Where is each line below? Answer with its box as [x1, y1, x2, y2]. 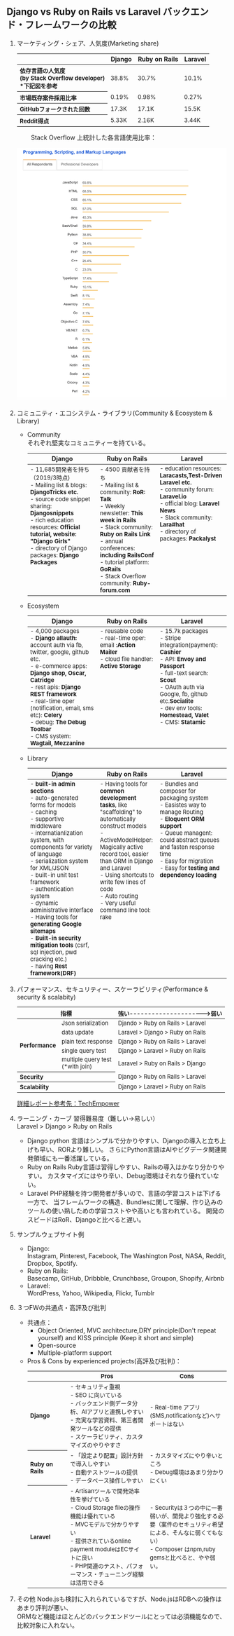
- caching [30, 808, 57, 816]
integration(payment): [159, 641, 218, 649]
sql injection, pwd [30, 948, 78, 956]
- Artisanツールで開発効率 [70, 1487, 140, 1494]
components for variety [30, 843, 93, 851]
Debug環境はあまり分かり [154, 1468, 224, 1476]
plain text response [61, 1037, 113, 1045]
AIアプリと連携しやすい [81, 1407, 144, 1415]
